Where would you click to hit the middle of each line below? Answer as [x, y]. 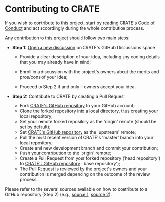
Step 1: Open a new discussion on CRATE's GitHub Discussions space [83, 47]
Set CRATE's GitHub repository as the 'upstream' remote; [78, 132]
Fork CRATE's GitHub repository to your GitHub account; [77, 105]
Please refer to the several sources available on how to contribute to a [76, 189]
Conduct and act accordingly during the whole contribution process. [75, 28]
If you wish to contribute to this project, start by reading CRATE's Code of [80, 23]
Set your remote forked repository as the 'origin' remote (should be [88, 121]
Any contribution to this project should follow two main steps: [67, 38]
